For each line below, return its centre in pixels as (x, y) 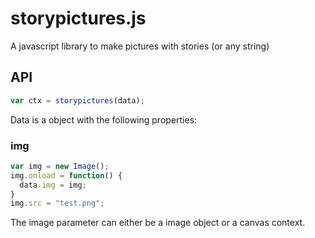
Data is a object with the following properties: (104, 119)
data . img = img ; (53, 185)
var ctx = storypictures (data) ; (77, 100)
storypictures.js (78, 18)
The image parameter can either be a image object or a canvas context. (158, 223)
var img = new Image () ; (60, 166)
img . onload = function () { (66, 175)
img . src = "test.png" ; (57, 203)
